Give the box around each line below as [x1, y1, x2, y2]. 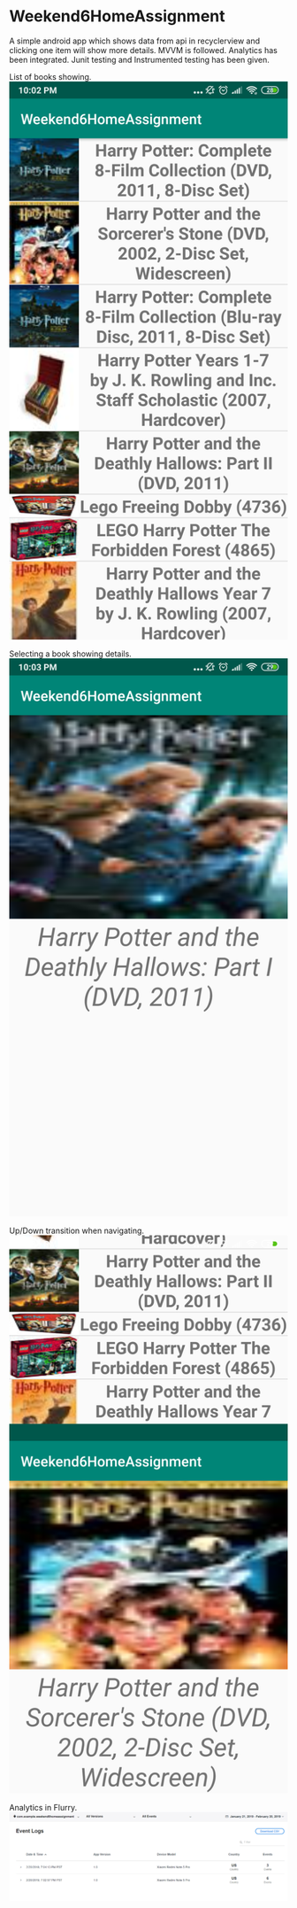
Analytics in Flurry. [9, 1802, 78, 1812]
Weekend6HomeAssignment [9, 6, 225, 27]
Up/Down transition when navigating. [9, 1225, 144, 1236]
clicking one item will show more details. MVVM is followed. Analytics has [9, 44, 278, 55]
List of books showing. [9, 71, 92, 81]
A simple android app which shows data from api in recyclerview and [9, 35, 261, 46]
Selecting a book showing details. [9, 648, 133, 659]
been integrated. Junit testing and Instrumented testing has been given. [9, 54, 270, 65]
